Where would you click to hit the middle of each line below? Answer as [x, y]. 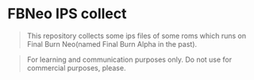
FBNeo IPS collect [67, 14]
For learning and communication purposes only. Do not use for [129, 59]
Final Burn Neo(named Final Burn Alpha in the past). [112, 44]
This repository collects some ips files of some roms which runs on [137, 36]
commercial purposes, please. [76, 67]
